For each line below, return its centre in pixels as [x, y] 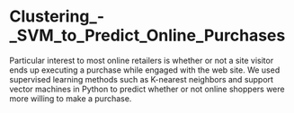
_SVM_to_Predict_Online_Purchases [147, 35]
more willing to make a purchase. [71, 98]
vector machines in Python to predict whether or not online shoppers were [147, 89]
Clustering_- [57, 17]
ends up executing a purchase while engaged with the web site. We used [145, 70]
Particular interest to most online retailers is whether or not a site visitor [142, 60]
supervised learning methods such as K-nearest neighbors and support [142, 79]
